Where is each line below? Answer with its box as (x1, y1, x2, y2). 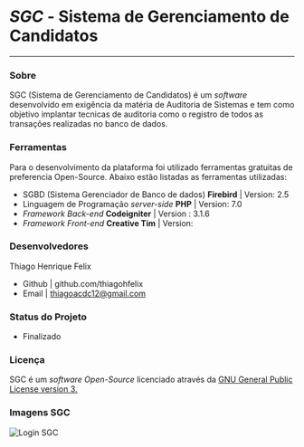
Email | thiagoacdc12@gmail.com (22, 288, 147, 299)
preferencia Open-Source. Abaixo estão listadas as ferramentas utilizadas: (9, 171, 288, 182)
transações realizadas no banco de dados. (9, 119, 168, 129)
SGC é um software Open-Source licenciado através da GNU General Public (9, 374, 293, 385)
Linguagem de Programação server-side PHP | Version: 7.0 (22, 198, 242, 209)
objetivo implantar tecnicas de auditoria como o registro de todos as (9, 109, 264, 119)
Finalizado (22, 331, 62, 342)
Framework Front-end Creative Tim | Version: (22, 217, 194, 228)
